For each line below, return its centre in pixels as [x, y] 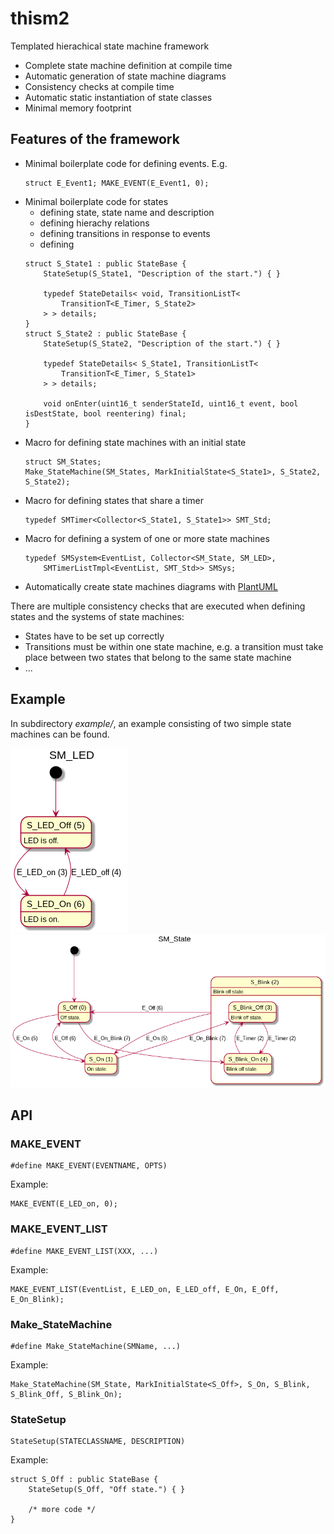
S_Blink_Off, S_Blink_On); [66, 1394]
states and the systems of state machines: [97, 616]
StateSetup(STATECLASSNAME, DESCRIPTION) [98, 1442]
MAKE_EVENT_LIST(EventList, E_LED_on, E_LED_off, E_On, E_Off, [145, 1289]
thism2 [40, 18]
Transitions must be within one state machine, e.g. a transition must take [174, 646]
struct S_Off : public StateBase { [84, 1480]
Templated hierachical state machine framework [110, 46]
